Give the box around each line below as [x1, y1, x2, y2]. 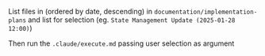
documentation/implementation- [154, 8, 258, 16]
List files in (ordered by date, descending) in [8, 7, 153, 16]
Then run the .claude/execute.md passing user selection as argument [8, 39, 235, 48]
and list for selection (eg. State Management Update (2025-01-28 [27, 15, 236, 24]
